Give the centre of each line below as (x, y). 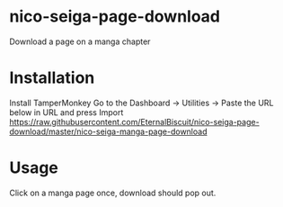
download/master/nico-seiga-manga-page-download (108, 131)
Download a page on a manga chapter (80, 41)
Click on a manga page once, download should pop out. (113, 193)
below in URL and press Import (66, 112)
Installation (52, 78)
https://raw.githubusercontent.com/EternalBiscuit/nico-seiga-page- (134, 121)
